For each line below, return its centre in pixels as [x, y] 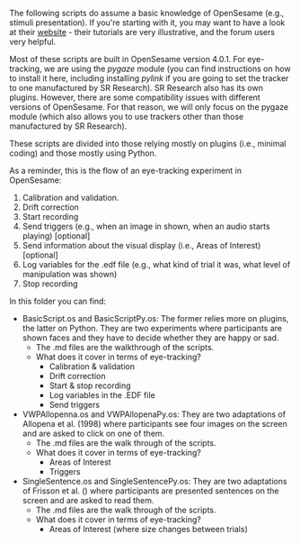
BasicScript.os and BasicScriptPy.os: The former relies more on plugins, [155, 318]
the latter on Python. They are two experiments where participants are [152, 328]
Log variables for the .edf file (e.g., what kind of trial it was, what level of [156, 264]
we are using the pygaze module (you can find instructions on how [167, 68]
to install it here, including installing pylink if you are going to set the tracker [149, 78]
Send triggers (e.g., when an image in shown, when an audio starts [146, 226]
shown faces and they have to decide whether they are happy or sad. [150, 338]
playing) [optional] [56, 236]
